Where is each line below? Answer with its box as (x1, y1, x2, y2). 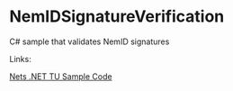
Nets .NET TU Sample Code (9, 70, 112, 82)
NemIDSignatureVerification (9, 6, 225, 27)
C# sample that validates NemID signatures (9, 36, 170, 47)
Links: (9, 53, 31, 64)
